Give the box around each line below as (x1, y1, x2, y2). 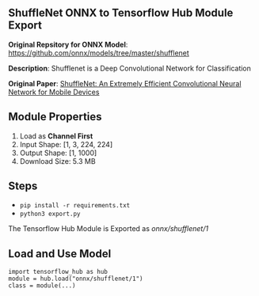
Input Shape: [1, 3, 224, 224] (19, 139, 113, 149)
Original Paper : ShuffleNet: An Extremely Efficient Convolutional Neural (8, 78, 242, 88)
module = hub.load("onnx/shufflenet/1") (8, 275, 144, 283)
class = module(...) (8, 282, 77, 290)
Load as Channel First (19, 131, 93, 141)
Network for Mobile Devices (8, 87, 100, 97)
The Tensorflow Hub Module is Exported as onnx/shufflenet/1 (8, 224, 208, 233)
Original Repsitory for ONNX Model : (8, 40, 128, 49)
